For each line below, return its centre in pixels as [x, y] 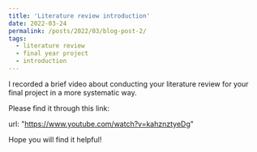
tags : [17, 38]
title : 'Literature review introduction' [79, 16]
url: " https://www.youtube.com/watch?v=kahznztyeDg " [101, 124]
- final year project [52, 53]
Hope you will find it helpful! [55, 139]
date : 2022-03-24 [38, 23]
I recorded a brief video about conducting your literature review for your [128, 84]
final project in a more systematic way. [73, 92]
